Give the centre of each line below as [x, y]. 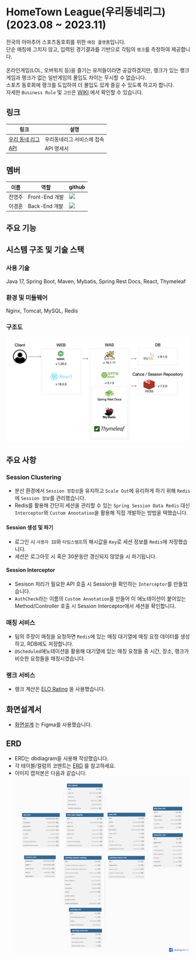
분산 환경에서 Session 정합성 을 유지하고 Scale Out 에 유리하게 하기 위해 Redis [102, 491]
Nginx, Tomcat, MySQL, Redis [42, 311]
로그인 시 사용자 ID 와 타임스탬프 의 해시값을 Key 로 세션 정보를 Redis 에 [91, 542]
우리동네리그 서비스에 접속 [74, 139]
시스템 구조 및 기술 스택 [45, 250]
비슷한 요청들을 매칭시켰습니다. [50, 659]
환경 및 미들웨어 [27, 297]
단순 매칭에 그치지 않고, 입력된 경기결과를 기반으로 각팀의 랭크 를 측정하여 [88, 49]
